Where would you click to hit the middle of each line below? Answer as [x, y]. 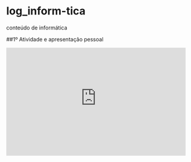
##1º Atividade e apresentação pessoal [55, 39]
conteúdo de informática [37, 28]
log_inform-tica [46, 11]
